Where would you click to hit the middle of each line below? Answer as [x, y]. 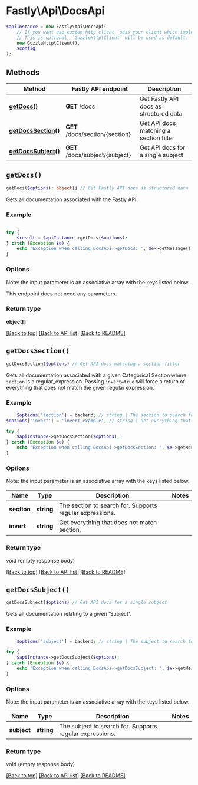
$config [26, 48]
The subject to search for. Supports [108, 727]
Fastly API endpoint [100, 89]
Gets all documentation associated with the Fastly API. [72, 199]
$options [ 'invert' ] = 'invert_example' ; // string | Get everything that [99, 421]
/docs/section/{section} [98, 134]
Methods [23, 72]
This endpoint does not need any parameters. [62, 294]
